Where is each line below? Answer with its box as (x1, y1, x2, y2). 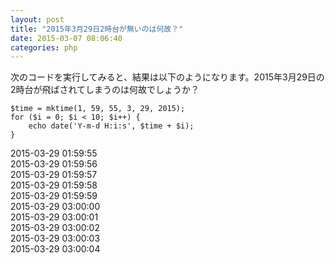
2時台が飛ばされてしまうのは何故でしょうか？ (10, 84, 200, 96)
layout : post (10, 14, 65, 25)
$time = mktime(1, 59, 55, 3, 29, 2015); (10, 104, 186, 114)
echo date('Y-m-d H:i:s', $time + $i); (28, 121, 195, 131)
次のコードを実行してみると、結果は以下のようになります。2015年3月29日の (10, 71, 325, 83)
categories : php (10, 42, 78, 53)
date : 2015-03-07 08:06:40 (10, 33, 123, 43)
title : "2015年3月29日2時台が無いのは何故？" (10, 24, 184, 34)
